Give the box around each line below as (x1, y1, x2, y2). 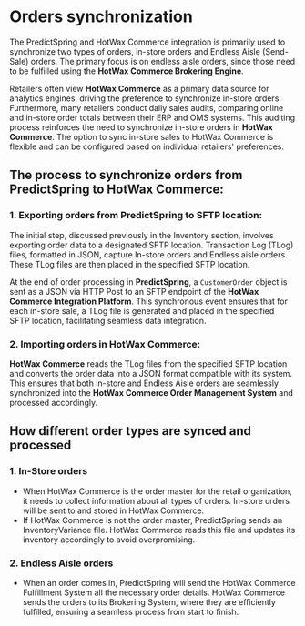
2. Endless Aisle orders (9, 557, 114, 570)
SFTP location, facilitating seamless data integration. (9, 315, 207, 326)
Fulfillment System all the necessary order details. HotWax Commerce (22, 587, 285, 598)
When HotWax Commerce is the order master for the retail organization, (22, 485, 293, 497)
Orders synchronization (9, 6, 193, 27)
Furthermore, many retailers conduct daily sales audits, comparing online (9, 102, 284, 113)
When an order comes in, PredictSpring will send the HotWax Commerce (22, 577, 296, 588)
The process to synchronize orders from (9, 167, 243, 183)
